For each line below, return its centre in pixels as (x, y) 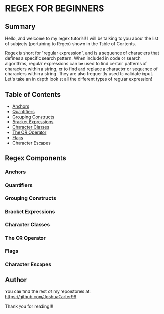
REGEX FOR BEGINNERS (55, 9)
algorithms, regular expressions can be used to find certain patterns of (76, 63)
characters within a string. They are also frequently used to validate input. (79, 74)
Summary (20, 27)
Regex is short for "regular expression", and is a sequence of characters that (82, 53)
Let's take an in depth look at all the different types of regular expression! (79, 79)
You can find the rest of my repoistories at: (48, 291)
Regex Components (36, 158)
